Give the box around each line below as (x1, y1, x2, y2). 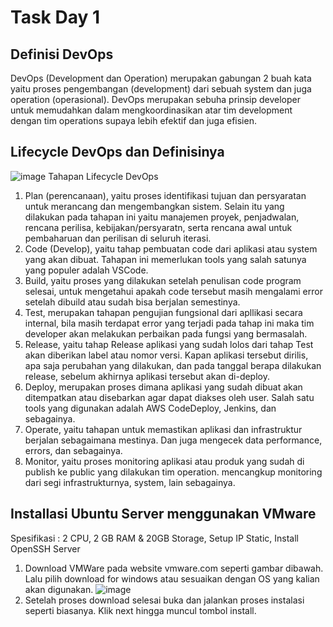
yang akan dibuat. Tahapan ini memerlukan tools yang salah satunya (24, 253, 307, 265)
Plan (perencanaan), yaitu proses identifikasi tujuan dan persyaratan (24, 189, 307, 201)
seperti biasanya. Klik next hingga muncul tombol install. (24, 604, 257, 616)
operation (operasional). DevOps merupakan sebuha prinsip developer (10, 94, 302, 105)
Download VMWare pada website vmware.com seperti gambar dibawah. (24, 562, 324, 574)
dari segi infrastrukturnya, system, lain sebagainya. (24, 476, 236, 488)
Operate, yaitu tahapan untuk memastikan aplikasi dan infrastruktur (24, 423, 303, 435)
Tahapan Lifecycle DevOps (48, 170, 159, 182)
